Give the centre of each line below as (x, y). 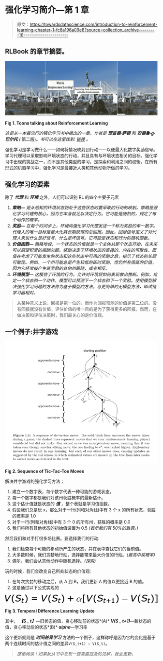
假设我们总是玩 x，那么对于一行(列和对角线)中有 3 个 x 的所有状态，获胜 (84, 510)
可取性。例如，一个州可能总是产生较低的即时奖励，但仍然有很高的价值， (84, 262)
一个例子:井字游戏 (32, 332)
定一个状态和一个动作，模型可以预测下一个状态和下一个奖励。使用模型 (82, 280)
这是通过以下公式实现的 (35, 588)
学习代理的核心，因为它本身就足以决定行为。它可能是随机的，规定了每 (86, 213)
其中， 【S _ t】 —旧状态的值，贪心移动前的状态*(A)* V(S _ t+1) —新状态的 (78, 621)
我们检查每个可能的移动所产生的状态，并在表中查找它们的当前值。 (78, 549)
